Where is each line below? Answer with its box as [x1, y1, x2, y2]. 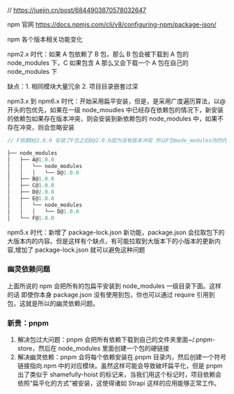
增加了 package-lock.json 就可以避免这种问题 [15, 245, 146, 254]
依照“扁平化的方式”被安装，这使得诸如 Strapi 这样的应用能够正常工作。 [17, 379, 221, 388]
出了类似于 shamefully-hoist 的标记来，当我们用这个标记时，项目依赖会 [17, 370, 221, 379]
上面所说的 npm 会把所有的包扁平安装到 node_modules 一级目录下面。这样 [7, 282, 221, 290]
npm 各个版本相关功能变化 [7, 35, 84, 43]
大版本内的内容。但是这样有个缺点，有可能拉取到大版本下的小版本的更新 [7, 236, 214, 245]
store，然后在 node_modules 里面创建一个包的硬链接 [17, 344, 169, 353]
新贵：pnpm [7, 318, 49, 328]
